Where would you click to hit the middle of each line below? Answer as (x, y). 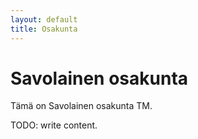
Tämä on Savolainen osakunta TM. (81, 106)
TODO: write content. (54, 125)
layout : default (44, 19)
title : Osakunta (44, 29)
